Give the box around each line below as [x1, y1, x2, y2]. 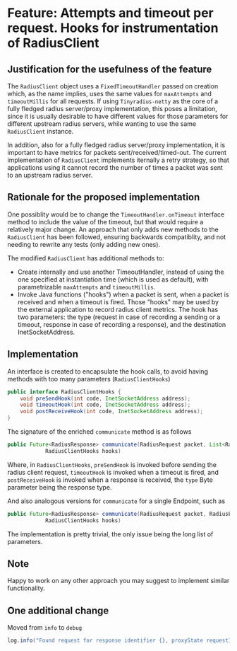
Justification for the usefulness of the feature [7, 63, 212, 75]
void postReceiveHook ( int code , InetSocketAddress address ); [20, 408, 203, 415]
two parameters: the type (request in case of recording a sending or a [17, 313, 221, 321]
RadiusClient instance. [7, 127, 74, 135]
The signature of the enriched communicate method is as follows [7, 427, 192, 436]
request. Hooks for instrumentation [7, 20, 219, 36]
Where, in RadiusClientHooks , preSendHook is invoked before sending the [7, 460, 217, 468]
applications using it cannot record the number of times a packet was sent [7, 163, 224, 171]
